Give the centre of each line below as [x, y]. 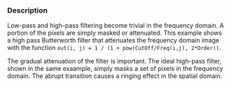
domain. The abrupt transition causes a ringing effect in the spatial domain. [115, 76]
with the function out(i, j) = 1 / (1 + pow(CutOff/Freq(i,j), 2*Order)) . [114, 48]
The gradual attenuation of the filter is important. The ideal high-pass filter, [114, 61]
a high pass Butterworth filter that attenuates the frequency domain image [113, 40]
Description [27, 10]
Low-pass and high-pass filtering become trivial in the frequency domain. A [115, 26]
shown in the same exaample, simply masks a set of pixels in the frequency [115, 69]
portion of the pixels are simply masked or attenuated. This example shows [115, 33]
